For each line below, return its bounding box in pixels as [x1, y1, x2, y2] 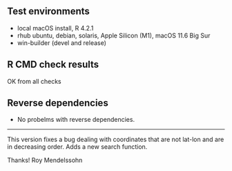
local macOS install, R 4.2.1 [17, 24, 94, 32]
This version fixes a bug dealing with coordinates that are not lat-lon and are [7, 135, 224, 144]
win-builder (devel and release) [17, 38, 107, 47]
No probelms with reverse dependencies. [17, 116, 135, 124]
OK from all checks [7, 77, 61, 85]
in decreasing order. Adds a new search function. [7, 143, 148, 151]
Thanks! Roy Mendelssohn [7, 156, 83, 165]
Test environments [7, 6, 90, 17]
